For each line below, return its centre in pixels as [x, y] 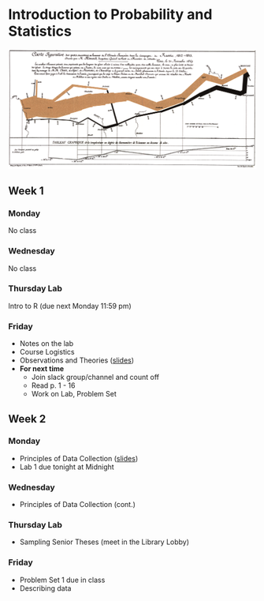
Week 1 [26, 191]
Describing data [45, 588]
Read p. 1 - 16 [53, 385]
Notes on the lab [46, 344]
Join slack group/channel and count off [95, 378]
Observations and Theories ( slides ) [77, 360]
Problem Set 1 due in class [62, 580]
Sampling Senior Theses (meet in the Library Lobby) [104, 542]
